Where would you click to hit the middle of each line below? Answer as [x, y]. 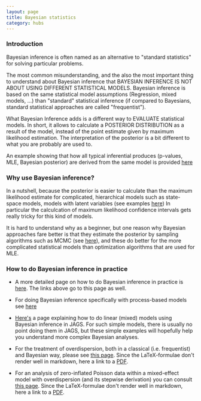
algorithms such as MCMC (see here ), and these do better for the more [94, 240]
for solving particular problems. [45, 63]
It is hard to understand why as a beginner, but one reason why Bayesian [96, 228]
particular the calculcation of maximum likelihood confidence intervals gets [99, 210]
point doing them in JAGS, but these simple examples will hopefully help [104, 331]
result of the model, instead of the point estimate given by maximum [90, 131]
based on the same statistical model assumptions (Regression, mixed [92, 94]
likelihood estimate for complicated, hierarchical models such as [85, 197]
